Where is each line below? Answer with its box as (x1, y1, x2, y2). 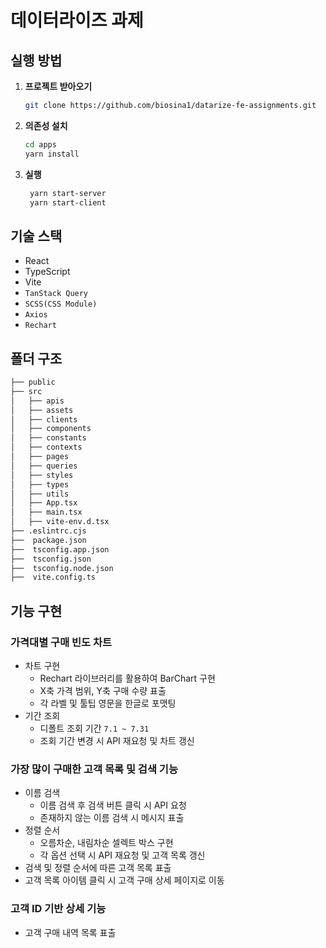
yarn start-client (29, 197, 107, 208)
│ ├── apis (10, 396, 65, 406)
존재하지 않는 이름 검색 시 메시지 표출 (39, 812, 185, 824)
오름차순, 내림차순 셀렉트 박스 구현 (39, 837, 174, 849)
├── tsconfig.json (10, 554, 92, 564)
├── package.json (10, 535, 87, 545)
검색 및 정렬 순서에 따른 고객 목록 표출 (24, 862, 172, 874)
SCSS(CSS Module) (24, 299, 98, 310)
